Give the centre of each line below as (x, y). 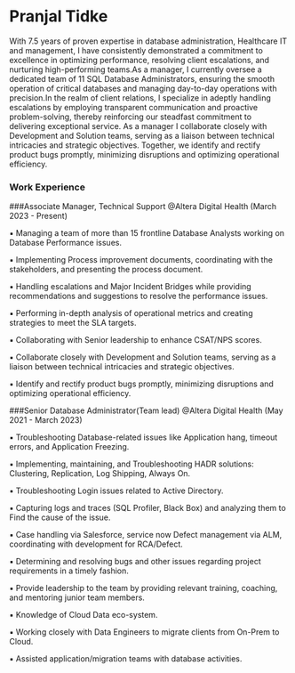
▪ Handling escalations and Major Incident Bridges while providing (130, 287)
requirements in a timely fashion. (69, 571)
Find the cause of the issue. (60, 517)
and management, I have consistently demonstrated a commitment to (136, 50)
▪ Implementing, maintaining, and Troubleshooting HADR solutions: (132, 464)
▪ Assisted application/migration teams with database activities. (126, 659)
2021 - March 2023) (46, 420)
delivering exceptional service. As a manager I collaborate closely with (138, 126)
